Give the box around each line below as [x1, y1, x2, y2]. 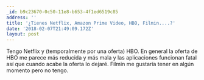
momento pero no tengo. [6, 67, 69, 74]
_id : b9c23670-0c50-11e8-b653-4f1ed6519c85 [6, 8, 119, 15]
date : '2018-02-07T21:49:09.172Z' [6, 25, 94, 32]
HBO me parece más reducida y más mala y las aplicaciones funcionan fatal [6, 54, 197, 61]
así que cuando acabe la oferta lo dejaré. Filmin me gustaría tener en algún [6, 61, 194, 68]
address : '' [6, 14, 37, 20]
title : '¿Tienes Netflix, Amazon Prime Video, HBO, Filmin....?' [6, 20, 175, 26]
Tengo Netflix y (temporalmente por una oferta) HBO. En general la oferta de [6, 48, 198, 55]
